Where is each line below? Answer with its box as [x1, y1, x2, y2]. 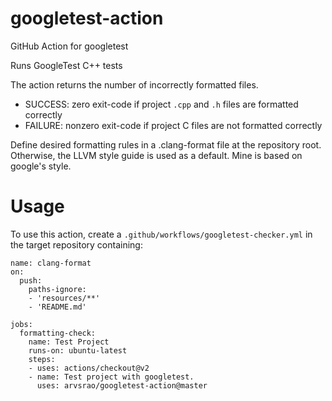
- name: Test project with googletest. [28, 372, 195, 382]
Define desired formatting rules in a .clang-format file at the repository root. [10, 138, 322, 151]
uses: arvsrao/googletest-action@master [36, 380, 208, 391]
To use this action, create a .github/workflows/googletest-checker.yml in [10, 228, 313, 240]
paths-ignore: [28, 284, 87, 294]
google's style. [10, 160, 72, 172]
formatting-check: [19, 328, 97, 338]
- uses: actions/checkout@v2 [28, 363, 150, 373]
